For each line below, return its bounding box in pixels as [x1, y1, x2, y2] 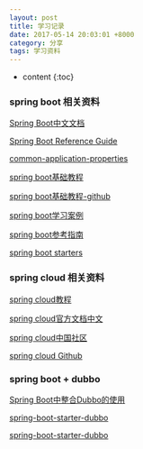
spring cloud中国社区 [9, 332, 88, 343]
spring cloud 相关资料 [9, 271, 105, 284]
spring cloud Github [9, 350, 83, 361]
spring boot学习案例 [9, 210, 84, 221]
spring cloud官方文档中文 [9, 313, 103, 324]
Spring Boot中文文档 [9, 118, 85, 129]
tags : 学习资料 [9, 47, 61, 56]
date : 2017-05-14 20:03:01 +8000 [9, 30, 135, 39]
